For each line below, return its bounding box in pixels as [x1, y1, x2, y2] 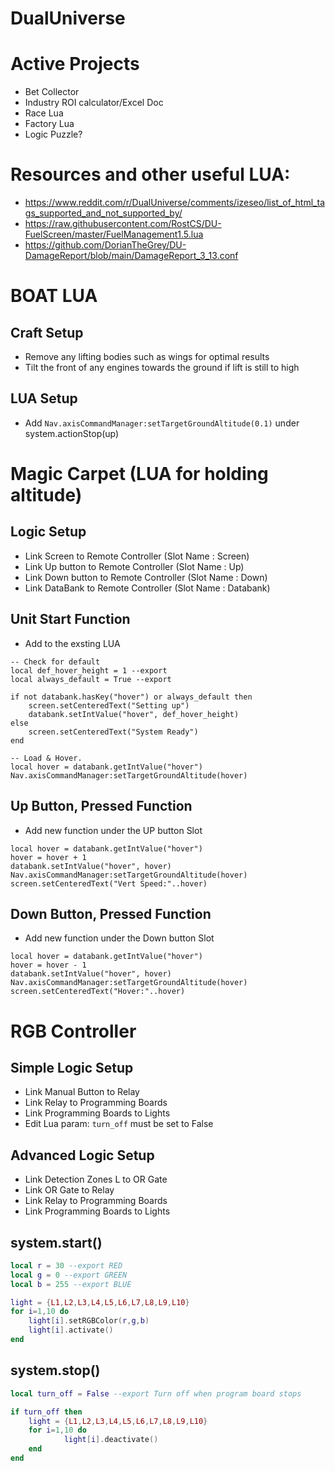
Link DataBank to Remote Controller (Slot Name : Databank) [24, 582, 271, 594]
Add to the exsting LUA [24, 637, 121, 649]
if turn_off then [10, 1407, 83, 1417]
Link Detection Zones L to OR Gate [24, 1173, 168, 1186]
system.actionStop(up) [24, 427, 120, 439]
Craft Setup [10, 324, 84, 341]
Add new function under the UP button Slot [24, 824, 203, 836]
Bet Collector [24, 86, 80, 98]
